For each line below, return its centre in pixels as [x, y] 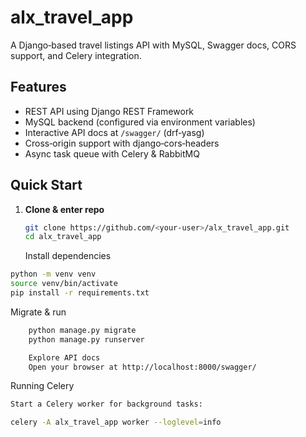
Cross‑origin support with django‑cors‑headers [122, 143]
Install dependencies [68, 256]
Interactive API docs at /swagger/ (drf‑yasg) [114, 132]
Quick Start [46, 185]
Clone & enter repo [64, 209]
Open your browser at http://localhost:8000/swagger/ [142, 367]
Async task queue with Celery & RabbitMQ [112, 153]
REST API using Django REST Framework [109, 111]
